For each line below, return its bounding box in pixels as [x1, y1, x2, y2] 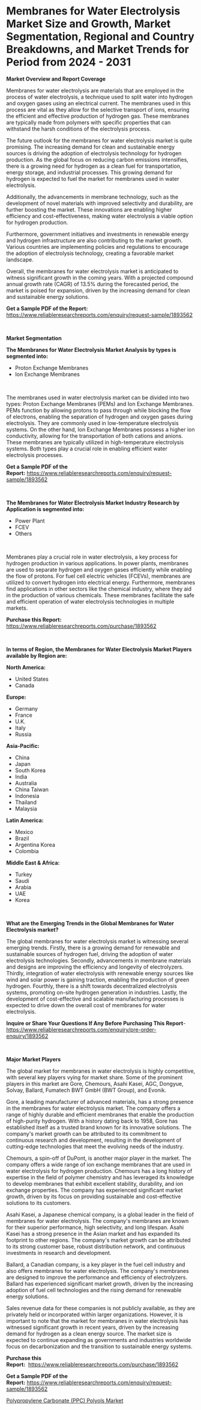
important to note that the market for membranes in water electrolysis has [6, 1317, 189, 1324]
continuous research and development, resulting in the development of [6, 1136, 182, 1144]
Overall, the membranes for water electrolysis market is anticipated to [6, 268, 179, 275]
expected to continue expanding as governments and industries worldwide [6, 1336, 191, 1343]
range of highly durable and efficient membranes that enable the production [6, 1111, 194, 1118]
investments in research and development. [6, 1249, 112, 1256]
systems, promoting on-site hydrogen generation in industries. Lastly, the [6, 989, 188, 996]
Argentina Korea [14, 841, 55, 848]
